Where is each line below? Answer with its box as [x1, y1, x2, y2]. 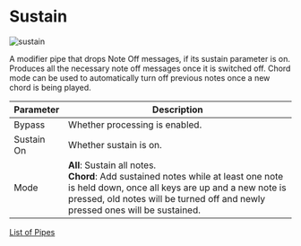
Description [151, 103, 203, 116]
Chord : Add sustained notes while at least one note [68, 170, 284, 182]
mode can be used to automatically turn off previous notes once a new [9, 72, 271, 83]
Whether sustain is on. [68, 138, 163, 151]
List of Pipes [9, 226, 56, 237]
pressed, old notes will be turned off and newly [68, 192, 266, 205]
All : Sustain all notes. [68, 159, 157, 171]
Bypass [13, 119, 46, 131]
